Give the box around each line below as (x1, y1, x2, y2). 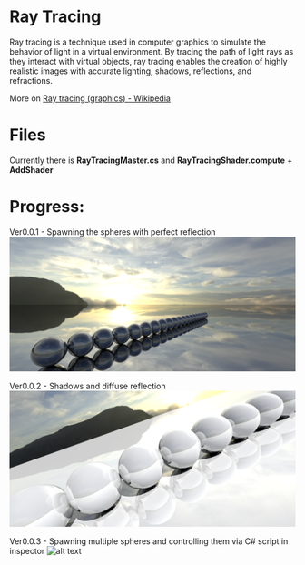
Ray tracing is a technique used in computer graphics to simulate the (9, 36, 266, 47)
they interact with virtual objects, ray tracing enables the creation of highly (9, 55, 288, 66)
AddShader (9, 164, 54, 175)
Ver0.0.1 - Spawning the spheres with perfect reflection (9, 226, 216, 237)
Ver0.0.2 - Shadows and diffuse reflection (9, 380, 166, 392)
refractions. (9, 75, 53, 86)
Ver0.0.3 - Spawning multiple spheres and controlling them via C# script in (9, 536, 289, 547)
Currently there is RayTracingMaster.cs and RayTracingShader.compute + (9, 155, 293, 166)
